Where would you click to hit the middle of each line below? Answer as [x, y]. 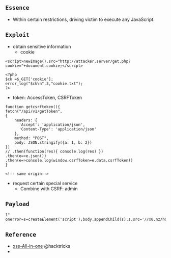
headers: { [26, 120]
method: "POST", [32, 138]
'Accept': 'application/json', [52, 124]
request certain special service [45, 183]
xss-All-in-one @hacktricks [41, 246]
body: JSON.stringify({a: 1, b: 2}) [53, 142]
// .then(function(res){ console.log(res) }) [54, 151]
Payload [17, 204]
